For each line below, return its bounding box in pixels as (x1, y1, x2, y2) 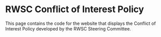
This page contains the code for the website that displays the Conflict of (5, 20, 156, 26)
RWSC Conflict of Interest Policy (5, 4, 144, 15)
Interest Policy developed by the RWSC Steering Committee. (5, 25, 131, 31)
